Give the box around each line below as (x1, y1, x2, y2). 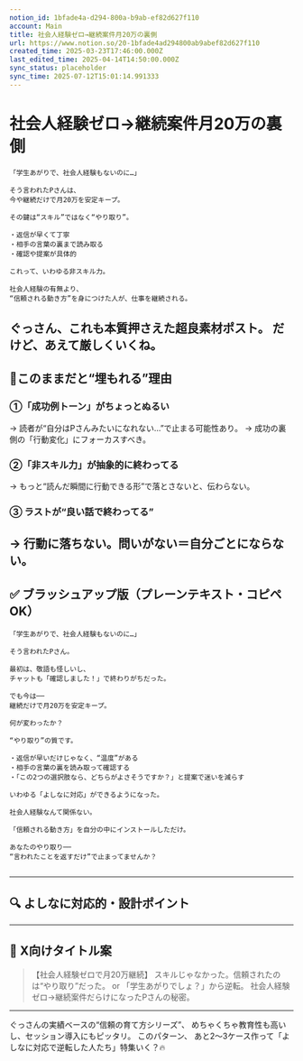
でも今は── (9, 692, 45, 701)
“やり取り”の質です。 (9, 736, 78, 745)
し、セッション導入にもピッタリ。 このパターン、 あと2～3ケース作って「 (9, 1030, 282, 1041)
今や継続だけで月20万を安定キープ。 (9, 195, 124, 204)
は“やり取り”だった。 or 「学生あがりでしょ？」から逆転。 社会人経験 (31, 980, 290, 991)
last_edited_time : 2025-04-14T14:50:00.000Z (9, 55, 179, 64)
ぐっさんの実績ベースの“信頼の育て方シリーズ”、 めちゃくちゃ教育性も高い (9, 1019, 287, 1029)
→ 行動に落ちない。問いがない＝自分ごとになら (9, 536, 273, 551)
